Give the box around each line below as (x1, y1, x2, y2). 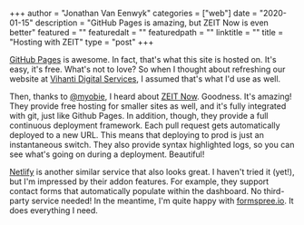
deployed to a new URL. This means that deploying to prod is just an (9, 130, 265, 140)
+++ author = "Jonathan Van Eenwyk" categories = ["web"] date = (9, 8, 258, 18)
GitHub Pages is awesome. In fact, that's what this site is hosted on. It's (9, 54, 277, 64)
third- (263, 186, 285, 196)
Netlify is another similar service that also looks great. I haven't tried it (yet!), (9, 167, 295, 177)
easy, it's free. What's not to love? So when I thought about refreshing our (9, 64, 286, 74)
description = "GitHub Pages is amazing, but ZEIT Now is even (34, 17, 270, 28)
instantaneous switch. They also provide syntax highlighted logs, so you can (9, 140, 295, 150)
